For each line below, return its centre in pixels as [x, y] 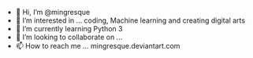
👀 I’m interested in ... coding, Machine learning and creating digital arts [130, 20]
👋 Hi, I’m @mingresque [53, 12]
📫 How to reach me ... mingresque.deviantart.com [98, 46]
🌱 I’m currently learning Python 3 [69, 29]
